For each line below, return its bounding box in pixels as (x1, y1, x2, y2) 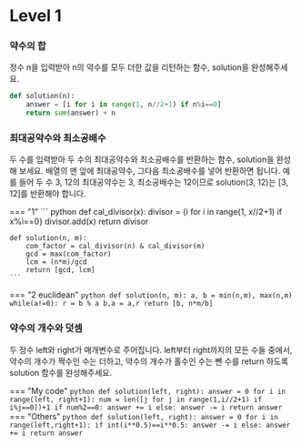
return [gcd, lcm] (25, 266, 95, 275)
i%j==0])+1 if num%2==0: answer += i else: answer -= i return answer (9, 402, 283, 412)
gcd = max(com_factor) (25, 249, 112, 259)
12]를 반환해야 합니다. (9, 188, 86, 199)
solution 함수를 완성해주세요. (9, 367, 112, 378)
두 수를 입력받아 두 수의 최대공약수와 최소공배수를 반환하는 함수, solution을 (9, 154, 275, 165)
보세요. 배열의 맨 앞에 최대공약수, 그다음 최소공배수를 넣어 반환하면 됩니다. (18, 166, 281, 177)
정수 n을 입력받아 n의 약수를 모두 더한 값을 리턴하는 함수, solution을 (9, 62, 250, 73)
